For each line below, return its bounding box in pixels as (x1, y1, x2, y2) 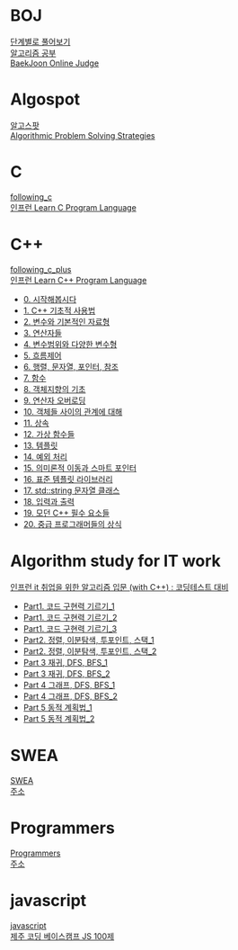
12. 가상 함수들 (22, 428, 75, 439)
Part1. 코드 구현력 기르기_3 (22, 623, 118, 634)
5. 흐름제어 (22, 350, 62, 361)
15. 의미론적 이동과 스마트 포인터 (22, 462, 137, 473)
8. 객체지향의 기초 (22, 383, 86, 394)
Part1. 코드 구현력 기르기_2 (22, 612, 118, 623)
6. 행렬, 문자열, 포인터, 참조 (22, 361, 119, 372)
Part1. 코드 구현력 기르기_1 (22, 600, 115, 612)
